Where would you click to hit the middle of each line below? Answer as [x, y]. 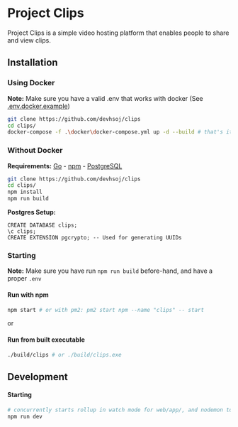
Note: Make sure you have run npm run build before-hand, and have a [110, 271]
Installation [33, 63]
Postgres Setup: [32, 212]
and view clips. [29, 40]
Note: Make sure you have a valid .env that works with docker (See [105, 98]
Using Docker [31, 83]
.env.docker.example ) [39, 106]
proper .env [24, 279]
